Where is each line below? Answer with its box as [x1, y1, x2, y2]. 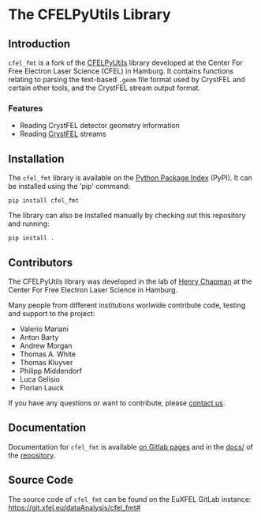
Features [8, 103, 43, 114]
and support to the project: [8, 308, 95, 318]
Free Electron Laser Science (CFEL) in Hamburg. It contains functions [8, 66, 234, 76]
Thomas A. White [19, 349, 76, 359]
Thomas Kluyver [19, 357, 73, 367]
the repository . [8, 450, 56, 460]
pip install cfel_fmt [8, 197, 80, 205]
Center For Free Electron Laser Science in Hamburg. [8, 284, 178, 294]
